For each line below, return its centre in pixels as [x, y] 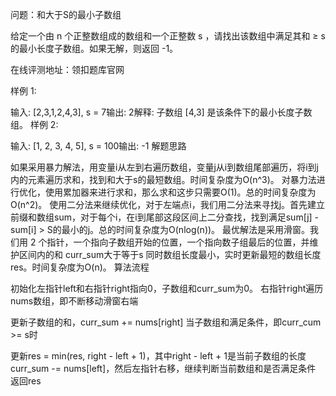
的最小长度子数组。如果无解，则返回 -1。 [94, 48]
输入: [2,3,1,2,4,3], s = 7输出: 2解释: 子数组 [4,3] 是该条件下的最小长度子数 [161, 112]
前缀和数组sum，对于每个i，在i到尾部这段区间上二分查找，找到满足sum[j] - [165, 217]
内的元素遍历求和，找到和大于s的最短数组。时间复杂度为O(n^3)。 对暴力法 [163, 179]
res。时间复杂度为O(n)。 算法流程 [80, 267]
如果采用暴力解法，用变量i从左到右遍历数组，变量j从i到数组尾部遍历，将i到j [164, 167]
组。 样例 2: [34, 124]
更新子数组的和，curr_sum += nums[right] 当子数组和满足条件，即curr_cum [166, 322]
